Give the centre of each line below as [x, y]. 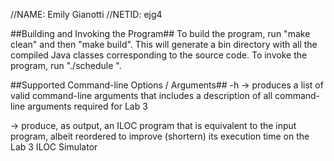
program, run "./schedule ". [66, 65]
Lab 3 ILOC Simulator [54, 147]
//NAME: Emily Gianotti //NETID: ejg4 [86, 14]
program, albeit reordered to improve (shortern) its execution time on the [160, 136]
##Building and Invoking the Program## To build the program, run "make [160, 33]
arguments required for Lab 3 [87, 106]
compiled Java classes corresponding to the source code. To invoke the [159, 55]
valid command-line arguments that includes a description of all [141, 95]
